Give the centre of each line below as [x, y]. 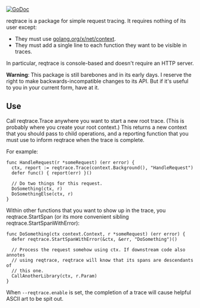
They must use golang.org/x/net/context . [65, 39]
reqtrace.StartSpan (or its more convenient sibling [68, 216]
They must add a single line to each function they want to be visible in [101, 45]
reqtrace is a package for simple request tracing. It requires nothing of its [96, 21]
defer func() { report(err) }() [52, 173]
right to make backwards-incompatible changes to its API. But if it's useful [97, 81]
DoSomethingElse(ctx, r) [42, 194]
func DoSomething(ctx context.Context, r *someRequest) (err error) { [96, 234]
